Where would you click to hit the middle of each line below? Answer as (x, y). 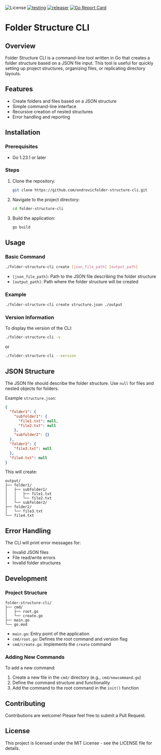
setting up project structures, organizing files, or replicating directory (75, 68)
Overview (20, 46)
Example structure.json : (31, 398)
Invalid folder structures (37, 563)
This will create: (21, 472)
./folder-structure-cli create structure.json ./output (64, 305)
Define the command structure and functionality (61, 683)
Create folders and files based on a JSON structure (64, 101)
